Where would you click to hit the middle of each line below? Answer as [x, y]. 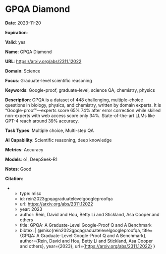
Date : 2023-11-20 [23, 23]
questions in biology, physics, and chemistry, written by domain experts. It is [83, 105]
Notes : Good [18, 169]
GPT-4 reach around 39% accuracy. [42, 121]
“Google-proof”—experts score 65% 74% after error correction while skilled [83, 110]
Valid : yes [15, 42]
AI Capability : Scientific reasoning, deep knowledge [58, 140]
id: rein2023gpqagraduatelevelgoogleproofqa [66, 198]
